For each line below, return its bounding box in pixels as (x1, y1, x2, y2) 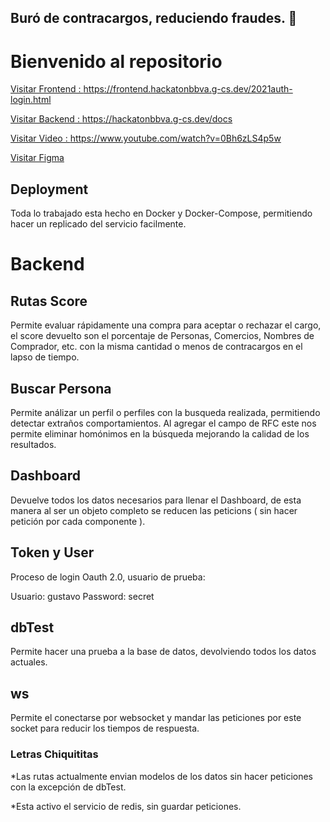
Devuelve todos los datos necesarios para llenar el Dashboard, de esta (10, 494, 302, 506)
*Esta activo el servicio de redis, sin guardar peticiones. (10, 800, 242, 812)
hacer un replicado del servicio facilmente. (10, 218, 187, 230)
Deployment (10, 181, 89, 198)
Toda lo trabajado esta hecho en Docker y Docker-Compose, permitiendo (10, 207, 313, 220)
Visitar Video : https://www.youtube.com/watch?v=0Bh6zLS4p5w (10, 132, 282, 145)
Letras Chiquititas (10, 747, 99, 761)
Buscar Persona (10, 380, 112, 397)
